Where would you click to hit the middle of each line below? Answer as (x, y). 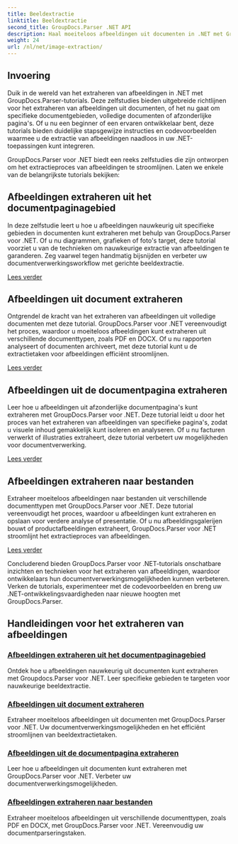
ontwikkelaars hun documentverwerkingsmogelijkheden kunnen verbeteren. (119, 579)
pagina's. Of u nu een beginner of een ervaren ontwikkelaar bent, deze (111, 123)
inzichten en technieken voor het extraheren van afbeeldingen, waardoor (114, 571)
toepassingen (27, 146)
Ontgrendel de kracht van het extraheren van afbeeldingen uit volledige (112, 316)
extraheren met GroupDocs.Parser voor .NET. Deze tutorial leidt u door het (116, 415)
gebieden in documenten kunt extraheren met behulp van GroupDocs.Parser (119, 233)
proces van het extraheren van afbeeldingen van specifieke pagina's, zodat (118, 422)
